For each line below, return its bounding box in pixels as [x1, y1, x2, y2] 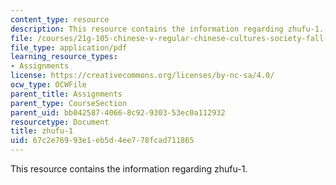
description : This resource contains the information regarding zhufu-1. [10, 24, 325, 34]
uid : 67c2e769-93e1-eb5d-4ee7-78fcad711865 [10, 136, 195, 146]
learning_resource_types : [10, 52, 118, 62]
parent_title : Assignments [10, 89, 123, 99]
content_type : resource [10, 14, 110, 25]
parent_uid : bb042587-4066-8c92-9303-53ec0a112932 [10, 107, 226, 118]
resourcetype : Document [10, 117, 110, 127]
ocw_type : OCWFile [10, 80, 87, 90]
